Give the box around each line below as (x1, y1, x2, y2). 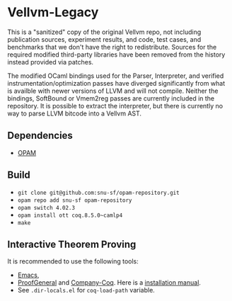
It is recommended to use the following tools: (7, 257, 139, 266)
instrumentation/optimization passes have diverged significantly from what (7, 79, 226, 87)
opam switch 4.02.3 (17, 204, 76, 211)
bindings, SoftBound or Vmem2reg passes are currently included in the (7, 93, 215, 103)
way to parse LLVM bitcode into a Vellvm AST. (7, 109, 142, 118)
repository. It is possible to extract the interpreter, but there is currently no (7, 101, 224, 110)
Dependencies (7, 130, 73, 142)
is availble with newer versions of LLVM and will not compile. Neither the (7, 86, 219, 95)
